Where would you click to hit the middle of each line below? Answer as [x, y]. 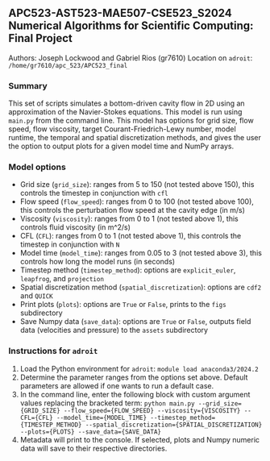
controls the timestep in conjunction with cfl [94, 193]
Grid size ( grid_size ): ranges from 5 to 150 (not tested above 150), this [137, 185]
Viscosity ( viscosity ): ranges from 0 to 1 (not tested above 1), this [129, 219]
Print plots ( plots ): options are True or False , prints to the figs [123, 305]
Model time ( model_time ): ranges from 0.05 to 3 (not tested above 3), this [141, 253]
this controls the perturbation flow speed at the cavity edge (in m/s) [133, 210]
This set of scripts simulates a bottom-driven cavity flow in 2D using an [127, 103]
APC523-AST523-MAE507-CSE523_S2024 [120, 13]
